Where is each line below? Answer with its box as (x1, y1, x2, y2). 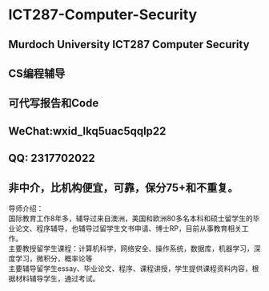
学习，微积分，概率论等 (14, 253, 93, 263)
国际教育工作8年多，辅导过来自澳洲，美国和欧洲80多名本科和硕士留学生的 (8, 213, 254, 223)
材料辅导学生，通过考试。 (14, 273, 100, 283)
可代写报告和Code (8, 96, 99, 110)
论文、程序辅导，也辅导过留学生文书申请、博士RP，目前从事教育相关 (14, 223, 242, 233)
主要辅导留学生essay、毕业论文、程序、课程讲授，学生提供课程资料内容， (8, 263, 252, 273)
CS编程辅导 (8, 67, 66, 80)
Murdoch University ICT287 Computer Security (8, 38, 250, 51)
